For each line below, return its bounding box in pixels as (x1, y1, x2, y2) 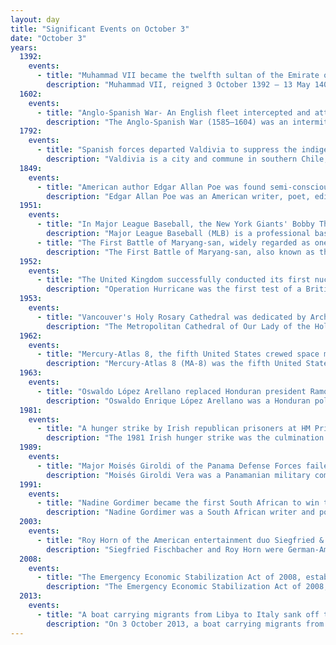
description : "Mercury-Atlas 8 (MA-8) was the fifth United (46, 359, 302, 369)
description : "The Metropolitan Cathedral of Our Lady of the (46, 321, 311, 331)
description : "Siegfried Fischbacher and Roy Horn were (46, 544, 284, 555)
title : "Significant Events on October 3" (10, 24, 190, 34)
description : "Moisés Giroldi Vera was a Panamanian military (46, 470, 311, 480)
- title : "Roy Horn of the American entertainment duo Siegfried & (36, 535, 325, 545)
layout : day (10, 14, 60, 25)
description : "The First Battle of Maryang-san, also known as (46, 247, 315, 257)
